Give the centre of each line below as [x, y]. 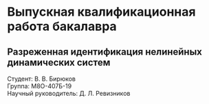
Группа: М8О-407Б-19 [40, 86]
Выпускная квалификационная [101, 12]
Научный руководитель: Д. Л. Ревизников [69, 93]
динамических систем [59, 62]
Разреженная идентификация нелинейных [105, 52]
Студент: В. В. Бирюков [42, 79]
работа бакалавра [62, 26]
